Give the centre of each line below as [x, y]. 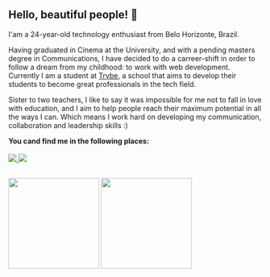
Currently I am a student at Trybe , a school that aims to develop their [123, 75]
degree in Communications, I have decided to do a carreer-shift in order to [132, 58]
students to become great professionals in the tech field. [102, 84]
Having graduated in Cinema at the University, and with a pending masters [132, 50]
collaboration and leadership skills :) [69, 125]
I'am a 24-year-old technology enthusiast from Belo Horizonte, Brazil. [124, 34]
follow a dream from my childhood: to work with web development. [120, 67]
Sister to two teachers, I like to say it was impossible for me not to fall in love [135, 99]
